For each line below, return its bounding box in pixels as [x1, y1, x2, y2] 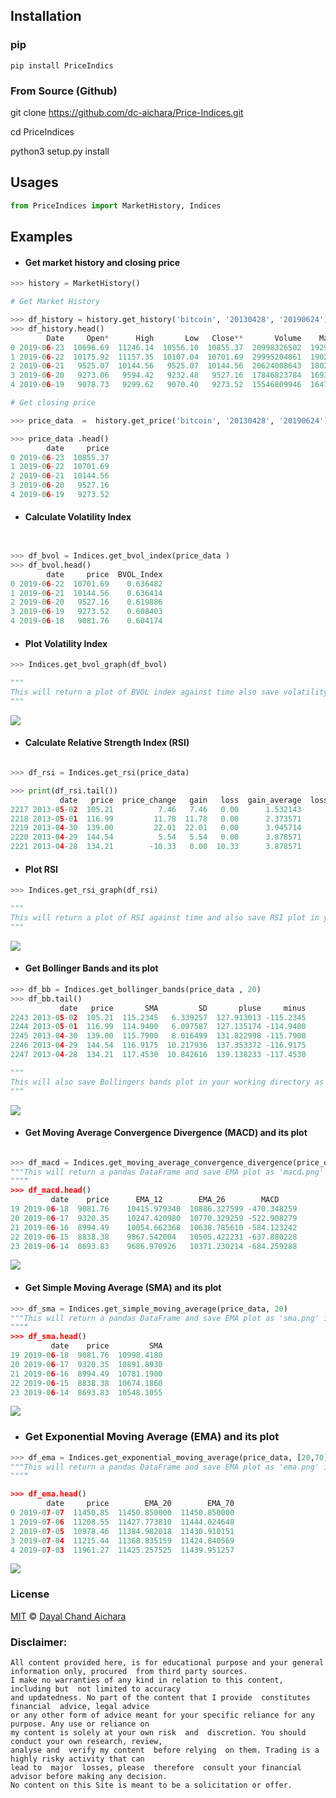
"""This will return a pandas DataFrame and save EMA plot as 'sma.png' [10, 1313, 320, 1323]
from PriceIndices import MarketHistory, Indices [10, 200, 222, 211]
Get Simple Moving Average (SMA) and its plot [24, 1282, 222, 1294]
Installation [10, 8, 82, 25]
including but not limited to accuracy [10, 1684, 182, 1694]
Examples [10, 229, 73, 246]
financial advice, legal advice [10, 1702, 150, 1712]
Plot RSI [24, 863, 58, 875]
